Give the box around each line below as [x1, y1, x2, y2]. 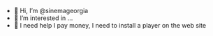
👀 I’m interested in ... [13, 14, 73, 22]
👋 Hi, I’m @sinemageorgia [13, 7, 89, 15]
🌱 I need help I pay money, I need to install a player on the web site [13, 21, 207, 29]
